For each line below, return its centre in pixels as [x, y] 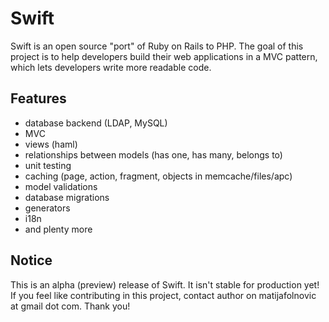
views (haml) [51, 144]
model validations [61, 186]
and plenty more [58, 229]
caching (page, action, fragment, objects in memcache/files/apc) [158, 176]
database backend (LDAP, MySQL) [96, 123]
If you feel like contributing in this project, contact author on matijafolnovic [163, 295]
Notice [31, 260]
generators [47, 208]
